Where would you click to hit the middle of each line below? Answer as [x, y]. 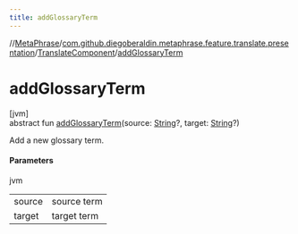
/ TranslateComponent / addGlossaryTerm [109, 52]
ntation [22, 52]
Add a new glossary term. [57, 140]
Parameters [31, 161]
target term [75, 215]
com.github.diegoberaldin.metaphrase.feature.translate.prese [175, 43]
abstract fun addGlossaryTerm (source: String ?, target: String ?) [124, 122]
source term [77, 201]
